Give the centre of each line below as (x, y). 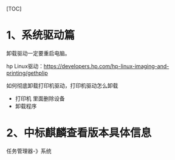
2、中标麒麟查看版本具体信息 (79, 133)
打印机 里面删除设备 (40, 98)
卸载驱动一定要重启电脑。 (38, 53)
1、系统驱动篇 (41, 35)
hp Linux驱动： (25, 66)
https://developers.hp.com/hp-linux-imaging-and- (106, 66)
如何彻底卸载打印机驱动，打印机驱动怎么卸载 (62, 85)
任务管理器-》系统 (29, 151)
